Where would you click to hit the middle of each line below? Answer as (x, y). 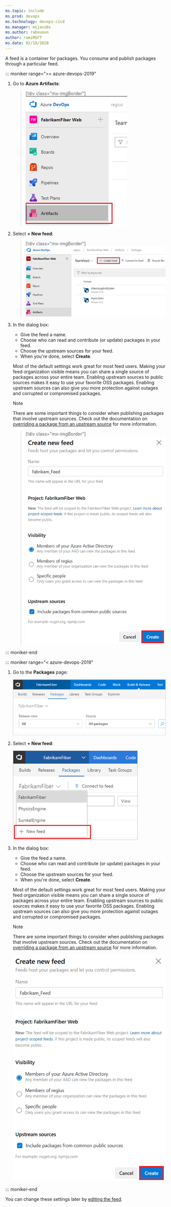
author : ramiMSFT (24, 38)
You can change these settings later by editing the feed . (64, 1199)
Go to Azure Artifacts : (36, 83)
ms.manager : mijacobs (28, 27)
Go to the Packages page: (40, 672)
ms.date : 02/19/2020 (27, 43)
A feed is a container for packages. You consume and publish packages (81, 58)
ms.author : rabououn (27, 32)
